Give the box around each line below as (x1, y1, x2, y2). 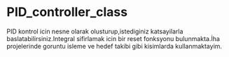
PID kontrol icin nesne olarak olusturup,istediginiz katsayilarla (6, 27, 183, 35)
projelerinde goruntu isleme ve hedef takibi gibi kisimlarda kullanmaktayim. (6, 42, 222, 50)
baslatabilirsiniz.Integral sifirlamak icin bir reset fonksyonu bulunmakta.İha (6, 34, 220, 42)
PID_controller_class (6, 4, 127, 20)
